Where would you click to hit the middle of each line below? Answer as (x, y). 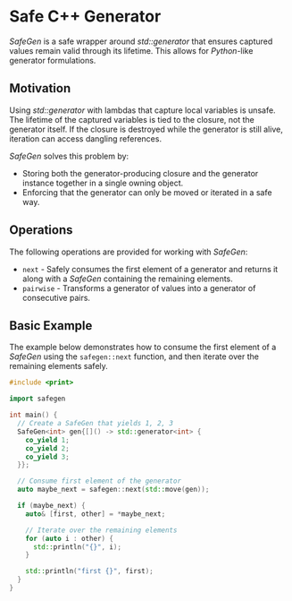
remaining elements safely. (59, 366)
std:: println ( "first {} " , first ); (89, 571)
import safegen (38, 399)
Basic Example (51, 326)
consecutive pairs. (56, 297)
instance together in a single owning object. (103, 183)
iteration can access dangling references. (86, 138)
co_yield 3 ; (47, 457)
